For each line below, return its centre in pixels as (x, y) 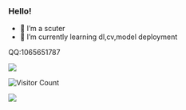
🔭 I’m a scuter (42, 29)
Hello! (20, 11)
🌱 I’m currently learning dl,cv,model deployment (99, 37)
